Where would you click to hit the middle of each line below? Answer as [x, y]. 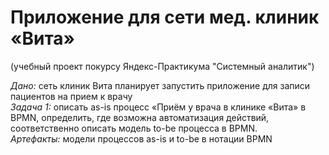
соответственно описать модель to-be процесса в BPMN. [134, 128]
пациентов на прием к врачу [71, 96]
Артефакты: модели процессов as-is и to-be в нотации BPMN [141, 138]
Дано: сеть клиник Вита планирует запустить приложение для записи [160, 85]
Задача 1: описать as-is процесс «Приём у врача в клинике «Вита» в [158, 107]
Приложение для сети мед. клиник [165, 17]
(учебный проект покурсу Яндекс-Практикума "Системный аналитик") [162, 66]
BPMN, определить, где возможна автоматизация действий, [140, 117]
